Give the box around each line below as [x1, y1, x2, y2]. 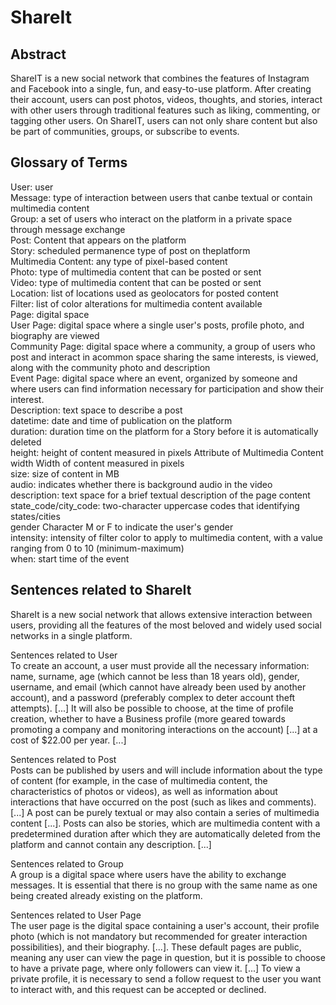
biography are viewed [10, 329, 100, 341]
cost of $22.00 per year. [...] [10, 734, 127, 746]
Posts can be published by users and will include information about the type [10, 764, 323, 776]
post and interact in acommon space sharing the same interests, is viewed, [10, 351, 319, 363]
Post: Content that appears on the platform [10, 234, 187, 246]
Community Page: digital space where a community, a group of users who [10, 340, 316, 352]
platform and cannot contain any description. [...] [10, 838, 212, 850]
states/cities [10, 510, 61, 522]
